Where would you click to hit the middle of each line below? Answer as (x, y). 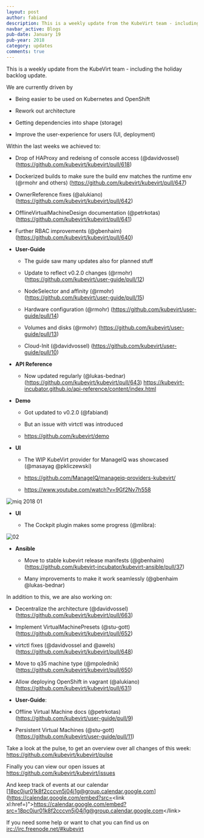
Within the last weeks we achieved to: (54, 146)
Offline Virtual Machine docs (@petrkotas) (68, 711)
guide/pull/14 (41, 316)
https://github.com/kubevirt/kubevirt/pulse (60, 755)
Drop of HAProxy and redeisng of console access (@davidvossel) (97, 158)
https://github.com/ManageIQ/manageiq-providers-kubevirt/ (100, 478)
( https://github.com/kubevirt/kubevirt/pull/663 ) (74, 615)
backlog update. (27, 75)
